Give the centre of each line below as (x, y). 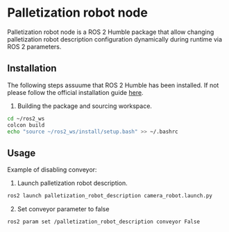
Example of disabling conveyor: (52, 170)
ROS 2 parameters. (34, 46)
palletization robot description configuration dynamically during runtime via (115, 39)
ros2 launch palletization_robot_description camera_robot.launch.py (110, 196)
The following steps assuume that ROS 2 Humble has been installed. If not (113, 85)
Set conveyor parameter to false (63, 209)
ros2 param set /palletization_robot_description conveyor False (103, 222)
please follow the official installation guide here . (75, 92)
